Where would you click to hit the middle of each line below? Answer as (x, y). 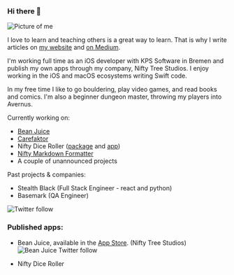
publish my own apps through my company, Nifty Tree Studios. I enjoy (108, 69)
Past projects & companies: (46, 175)
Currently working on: (38, 118)
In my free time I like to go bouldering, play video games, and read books (112, 90)
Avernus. (20, 104)
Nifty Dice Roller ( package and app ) (69, 146)
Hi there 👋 (24, 11)
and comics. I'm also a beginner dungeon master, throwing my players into (115, 97)
